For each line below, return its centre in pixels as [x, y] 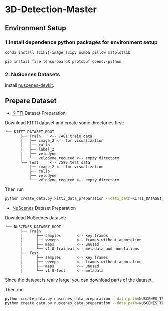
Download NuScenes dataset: [36, 218]
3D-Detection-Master [51, 9]
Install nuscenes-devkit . [30, 85]
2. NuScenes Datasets [33, 74]
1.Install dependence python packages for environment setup [81, 42]
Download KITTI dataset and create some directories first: [65, 122]
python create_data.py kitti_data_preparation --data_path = [69, 198]
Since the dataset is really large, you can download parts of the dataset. [79, 280]
